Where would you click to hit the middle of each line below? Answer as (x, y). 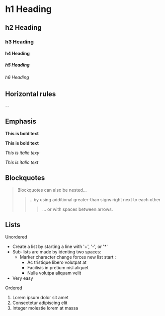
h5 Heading (17, 65)
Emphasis (21, 121)
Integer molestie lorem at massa (45, 308)
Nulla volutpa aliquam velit (54, 273)
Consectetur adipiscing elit (40, 303)
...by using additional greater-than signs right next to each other (95, 199)
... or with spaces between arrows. (78, 209)
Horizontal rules (31, 94)
